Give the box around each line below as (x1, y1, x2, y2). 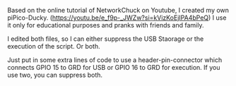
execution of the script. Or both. (7, 42, 100, 50)
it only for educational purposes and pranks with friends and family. (7, 21, 204, 29)
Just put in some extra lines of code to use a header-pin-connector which (7, 56, 223, 64)
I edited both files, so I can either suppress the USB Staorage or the (7, 35, 204, 43)
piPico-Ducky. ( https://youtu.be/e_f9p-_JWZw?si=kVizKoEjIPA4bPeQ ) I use (7, 13, 227, 22)
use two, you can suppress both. (7, 70, 103, 79)
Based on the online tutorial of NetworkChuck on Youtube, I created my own (7, 6, 230, 14)
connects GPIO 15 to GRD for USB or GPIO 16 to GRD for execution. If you (7, 63, 220, 71)
